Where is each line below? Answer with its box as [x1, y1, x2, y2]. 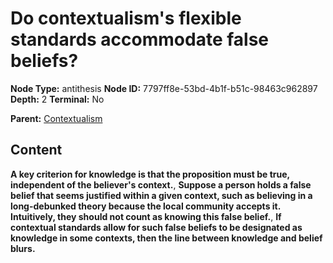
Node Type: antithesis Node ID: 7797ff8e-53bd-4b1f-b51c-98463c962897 [10, 82, 318, 94]
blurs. [10, 242, 36, 254]
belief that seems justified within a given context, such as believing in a [10, 189, 313, 201]
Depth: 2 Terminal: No [10, 93, 105, 105]
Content [10, 142, 63, 159]
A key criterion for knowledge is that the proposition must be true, [10, 168, 290, 180]
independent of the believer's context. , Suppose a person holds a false [10, 178, 312, 191]
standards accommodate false [10, 28, 269, 51]
